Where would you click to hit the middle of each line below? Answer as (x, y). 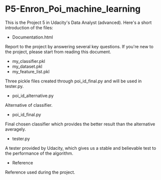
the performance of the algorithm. (39, 153)
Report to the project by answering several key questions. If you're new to (79, 46)
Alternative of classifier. (29, 105)
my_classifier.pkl (29, 61)
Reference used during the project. (40, 172)
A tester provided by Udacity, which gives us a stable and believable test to (80, 148)
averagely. (16, 129)
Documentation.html (32, 37)
